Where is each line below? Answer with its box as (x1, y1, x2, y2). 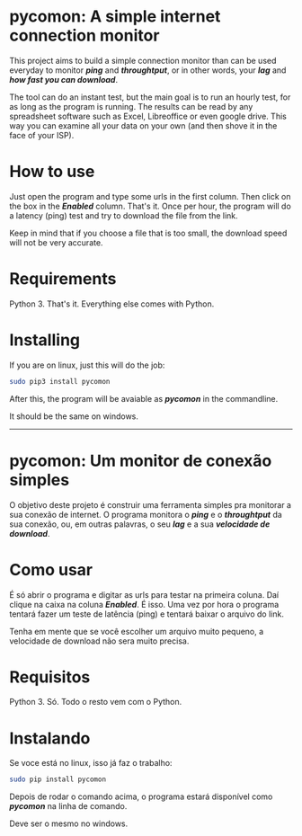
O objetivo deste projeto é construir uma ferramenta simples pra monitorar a (9, 499, 292, 510)
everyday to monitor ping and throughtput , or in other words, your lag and (9, 65, 287, 76)
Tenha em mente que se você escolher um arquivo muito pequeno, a (9, 626, 264, 636)
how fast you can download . (9, 74, 119, 84)
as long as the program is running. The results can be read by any (9, 101, 253, 111)
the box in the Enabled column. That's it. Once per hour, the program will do (9, 200, 292, 211)
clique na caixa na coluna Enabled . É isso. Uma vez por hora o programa (9, 599, 280, 609)
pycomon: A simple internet (9, 6, 221, 27)
